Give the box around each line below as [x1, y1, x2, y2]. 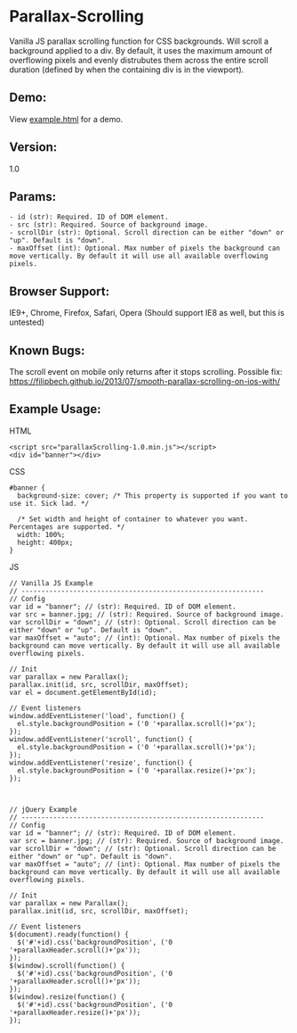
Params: [9, 189, 56, 204]
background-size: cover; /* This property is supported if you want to [17, 491, 289, 500]
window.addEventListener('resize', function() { [9, 758, 193, 767]
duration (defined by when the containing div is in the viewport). [9, 64, 245, 75]
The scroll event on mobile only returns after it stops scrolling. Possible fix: [9, 367, 283, 376]
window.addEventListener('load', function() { [9, 711, 185, 720]
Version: [9, 140, 58, 155]
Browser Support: [9, 284, 110, 299]
